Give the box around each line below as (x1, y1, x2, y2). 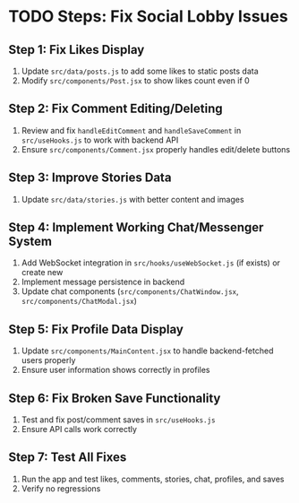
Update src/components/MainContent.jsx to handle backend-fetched (21, 345, 274, 356)
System (8, 234, 53, 249)
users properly (21, 355, 76, 366)
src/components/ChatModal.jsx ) (21, 296, 138, 307)
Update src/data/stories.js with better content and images (21, 194, 244, 204)
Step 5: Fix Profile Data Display (8, 321, 184, 337)
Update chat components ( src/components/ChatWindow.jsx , (21, 286, 239, 297)
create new (21, 267, 64, 278)
